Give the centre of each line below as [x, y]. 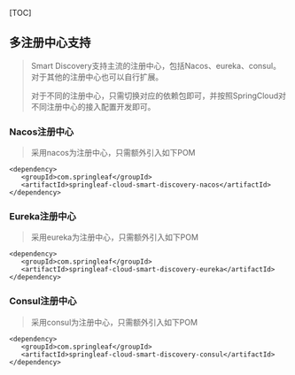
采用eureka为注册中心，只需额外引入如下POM [115, 237]
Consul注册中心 [43, 302]
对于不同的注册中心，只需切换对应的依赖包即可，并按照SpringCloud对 [158, 96]
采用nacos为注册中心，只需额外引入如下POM [113, 153]
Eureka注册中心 [43, 217]
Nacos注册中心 [42, 132]
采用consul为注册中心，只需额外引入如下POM [114, 322]
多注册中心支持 [50, 43]
